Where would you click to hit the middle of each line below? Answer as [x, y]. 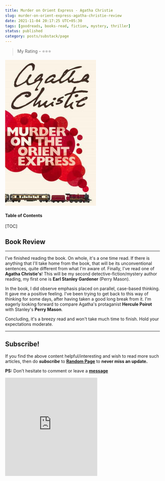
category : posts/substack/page [37, 36]
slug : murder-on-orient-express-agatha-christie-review [63, 15]
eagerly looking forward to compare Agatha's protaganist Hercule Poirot [79, 304]
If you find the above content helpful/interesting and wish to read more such [82, 356]
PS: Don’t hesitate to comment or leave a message [57, 370]
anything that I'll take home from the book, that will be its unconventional [79, 263]
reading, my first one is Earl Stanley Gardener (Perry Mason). [68, 279]
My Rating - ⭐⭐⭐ [34, 51]
